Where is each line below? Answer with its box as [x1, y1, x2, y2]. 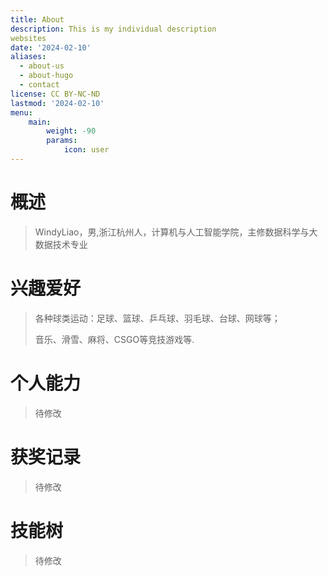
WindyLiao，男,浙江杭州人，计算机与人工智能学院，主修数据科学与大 [34, 226, 318, 238]
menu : [10, 107, 33, 118]
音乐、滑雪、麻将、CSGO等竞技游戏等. [34, 333, 195, 345]
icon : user [63, 145, 110, 155]
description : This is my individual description [10, 24, 217, 34]
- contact [19, 80, 60, 90]
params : [46, 136, 78, 146]
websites [10, 33, 47, 43]
